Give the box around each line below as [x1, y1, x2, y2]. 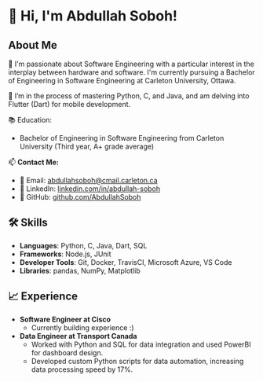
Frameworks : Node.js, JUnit [19, 249, 111, 259]
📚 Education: [8, 116, 53, 124]
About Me [8, 39, 57, 52]
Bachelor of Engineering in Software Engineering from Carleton [19, 134, 225, 142]
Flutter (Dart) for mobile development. [8, 100, 131, 108]
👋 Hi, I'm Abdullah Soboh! [8, 7, 178, 25]
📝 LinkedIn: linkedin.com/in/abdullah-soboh [19, 184, 161, 193]
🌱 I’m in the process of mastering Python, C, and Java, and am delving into [8, 91, 250, 101]
